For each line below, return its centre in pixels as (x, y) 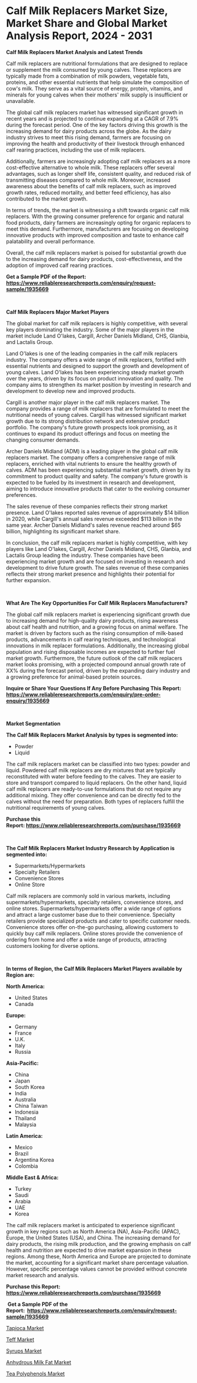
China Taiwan (31, 1105)
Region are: (21, 975)
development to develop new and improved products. (71, 391)
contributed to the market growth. (47, 199)
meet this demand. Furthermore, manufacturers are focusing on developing (97, 229)
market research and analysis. (43, 1275)
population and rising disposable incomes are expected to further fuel (91, 652)
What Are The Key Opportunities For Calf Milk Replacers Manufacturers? (97, 603)
